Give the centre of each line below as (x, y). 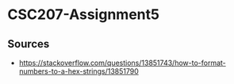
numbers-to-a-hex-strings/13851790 (79, 71)
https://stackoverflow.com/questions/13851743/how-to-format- (123, 63)
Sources (29, 44)
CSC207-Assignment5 (84, 15)
